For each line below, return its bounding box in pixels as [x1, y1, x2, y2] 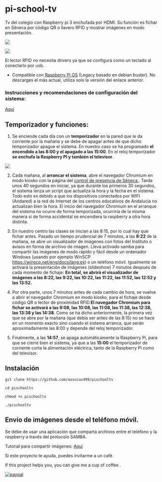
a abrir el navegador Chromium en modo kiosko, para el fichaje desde [12, 295, 151, 300]
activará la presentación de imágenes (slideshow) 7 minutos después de [12, 265, 157, 270]
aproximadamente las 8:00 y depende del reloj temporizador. [12, 325, 134, 331]
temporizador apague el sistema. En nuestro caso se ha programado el [12, 144, 154, 150]
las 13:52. [12, 280, 32, 286]
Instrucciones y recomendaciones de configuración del [5, 89, 138, 96]
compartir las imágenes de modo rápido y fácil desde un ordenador [12, 249, 147, 255]
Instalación [5, 364, 40, 372]
